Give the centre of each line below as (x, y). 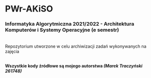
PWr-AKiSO (29, 9)
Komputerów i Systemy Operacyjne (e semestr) (62, 30)
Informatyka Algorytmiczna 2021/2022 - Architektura (70, 24)
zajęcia (12, 52)
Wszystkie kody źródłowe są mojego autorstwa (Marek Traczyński (74, 66)
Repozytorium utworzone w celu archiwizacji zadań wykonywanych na (76, 46)
